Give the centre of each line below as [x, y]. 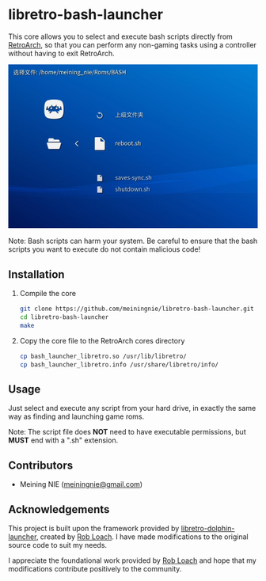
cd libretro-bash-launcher [64, 317]
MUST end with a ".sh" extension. [63, 440]
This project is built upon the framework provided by [94, 529]
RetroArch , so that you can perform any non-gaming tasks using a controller [133, 44]
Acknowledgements [59, 509]
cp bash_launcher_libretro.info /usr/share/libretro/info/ [119, 365]
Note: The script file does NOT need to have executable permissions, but [127, 432]
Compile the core [48, 294]
